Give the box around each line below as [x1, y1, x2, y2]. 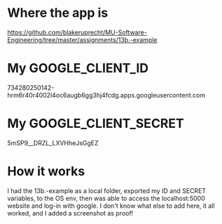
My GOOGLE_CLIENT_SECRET [7, 116, 184, 131]
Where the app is [7, 5, 109, 21]
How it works [7, 164, 85, 179]
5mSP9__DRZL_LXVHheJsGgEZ [7, 138, 99, 147]
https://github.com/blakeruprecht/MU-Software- [7, 28, 147, 37]
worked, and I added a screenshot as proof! [7, 209, 134, 217]
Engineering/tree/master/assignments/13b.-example [7, 35, 158, 44]
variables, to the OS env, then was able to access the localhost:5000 [7, 194, 205, 202]
